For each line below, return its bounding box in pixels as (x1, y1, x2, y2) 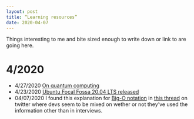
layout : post (6, 8, 38, 15)
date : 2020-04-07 (6, 19, 49, 25)
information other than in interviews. (14, 107, 103, 114)
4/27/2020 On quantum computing (14, 82, 100, 89)
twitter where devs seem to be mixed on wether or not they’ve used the (14, 101, 188, 108)
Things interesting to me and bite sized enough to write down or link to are (6, 36, 186, 43)
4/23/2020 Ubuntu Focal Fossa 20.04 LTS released (14, 88, 139, 95)
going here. (6, 42, 34, 49)
